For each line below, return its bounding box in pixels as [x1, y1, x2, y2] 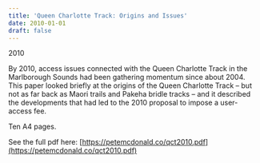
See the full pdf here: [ [8, 137, 82, 147]
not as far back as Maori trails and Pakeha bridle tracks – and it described [8, 89, 251, 99]
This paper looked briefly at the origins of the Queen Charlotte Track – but [8, 81, 252, 90]
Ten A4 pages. [8, 121, 57, 132]
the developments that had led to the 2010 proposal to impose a [8, 97, 218, 108]
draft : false [8, 26, 52, 34]
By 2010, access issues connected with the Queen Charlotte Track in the [8, 64, 248, 74]
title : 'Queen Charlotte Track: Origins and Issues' [8, 11, 188, 20]
